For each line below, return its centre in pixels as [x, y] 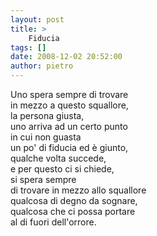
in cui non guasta [46, 137]
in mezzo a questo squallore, [69, 105]
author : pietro [42, 66]
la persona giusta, [47, 115]
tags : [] [28, 47]
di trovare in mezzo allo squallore [78, 190]
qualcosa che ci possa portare [73, 211]
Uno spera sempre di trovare [69, 94]
